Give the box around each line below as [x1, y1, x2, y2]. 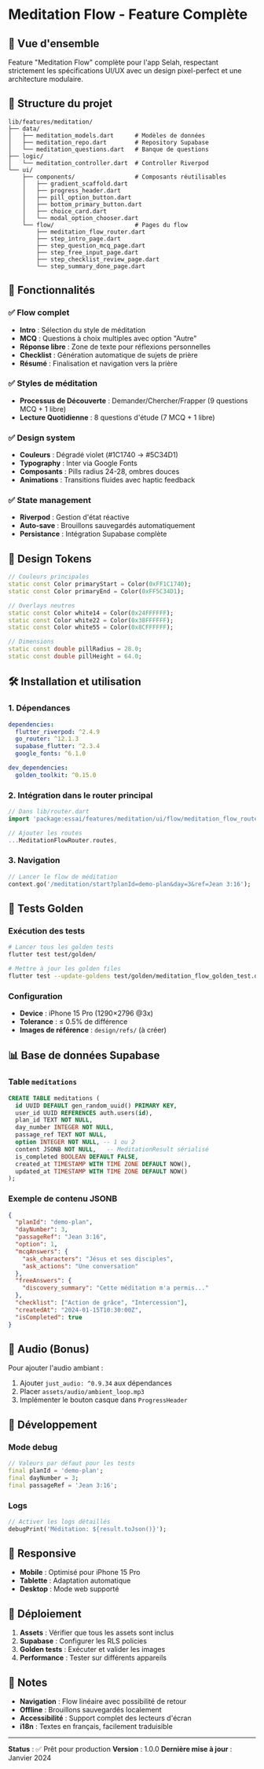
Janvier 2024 [8, 1753, 52, 1763]
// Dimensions [8, 638, 55, 646]
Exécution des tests [8, 925, 86, 936]
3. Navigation [8, 855, 60, 866]
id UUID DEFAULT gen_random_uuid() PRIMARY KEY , [15, 1102, 178, 1110]
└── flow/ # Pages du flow [22, 221, 189, 229]
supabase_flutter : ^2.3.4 [15, 743, 101, 751]
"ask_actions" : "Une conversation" [22, 1262, 139, 1270]
